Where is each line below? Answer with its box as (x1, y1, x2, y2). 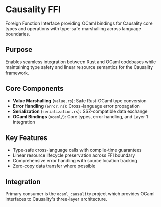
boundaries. (5, 31, 30, 37)
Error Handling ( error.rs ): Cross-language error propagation (12, 103, 140, 109)
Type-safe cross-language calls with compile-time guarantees (12, 147, 142, 153)
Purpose (5, 45, 33, 54)
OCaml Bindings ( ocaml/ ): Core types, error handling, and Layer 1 (12, 113, 148, 119)
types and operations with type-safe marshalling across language (5, 25, 142, 31)
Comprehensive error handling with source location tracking (12, 158, 137, 164)
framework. (5, 70, 29, 76)
